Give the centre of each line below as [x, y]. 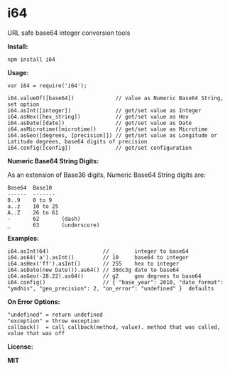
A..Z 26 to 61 [33, 212]
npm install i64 [31, 59]
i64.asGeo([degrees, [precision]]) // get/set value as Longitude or [113, 135]
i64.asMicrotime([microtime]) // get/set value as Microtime [108, 129]
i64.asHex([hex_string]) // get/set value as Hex [98, 116]
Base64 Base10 [30, 187]
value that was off [36, 333]
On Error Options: [34, 301]
